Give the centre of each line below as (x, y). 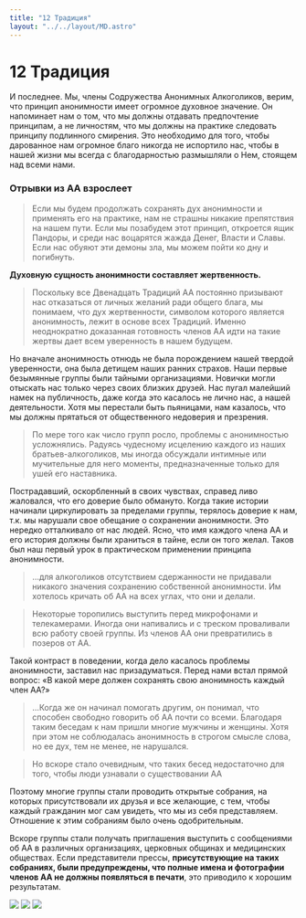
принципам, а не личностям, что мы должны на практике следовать (143, 126)
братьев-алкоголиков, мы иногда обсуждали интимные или (149, 454)
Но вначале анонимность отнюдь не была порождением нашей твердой (152, 358)
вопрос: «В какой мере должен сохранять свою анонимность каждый (147, 680)
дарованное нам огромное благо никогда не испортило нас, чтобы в (144, 145)
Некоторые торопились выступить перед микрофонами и (145, 614)
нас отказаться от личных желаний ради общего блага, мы (147, 301)
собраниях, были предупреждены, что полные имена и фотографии (147, 867)
